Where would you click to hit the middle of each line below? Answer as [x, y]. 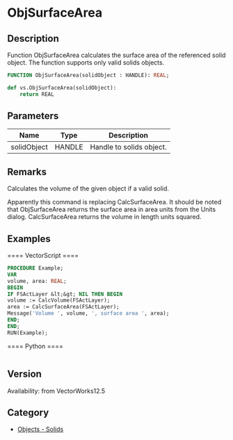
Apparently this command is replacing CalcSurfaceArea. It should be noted [114, 202]
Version [24, 374]
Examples [29, 239]
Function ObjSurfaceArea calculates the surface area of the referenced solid [116, 55]
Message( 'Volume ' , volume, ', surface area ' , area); [88, 313]
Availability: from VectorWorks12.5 [56, 391]
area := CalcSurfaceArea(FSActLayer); [63, 307]
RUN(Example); [28, 333]
